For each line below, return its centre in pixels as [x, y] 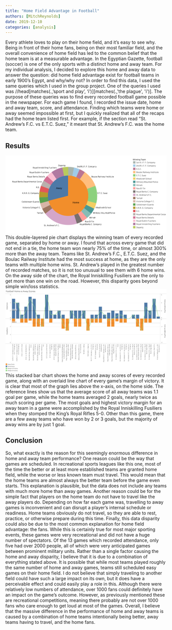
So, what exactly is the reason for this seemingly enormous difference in [82, 453]
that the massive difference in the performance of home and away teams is [84, 611]
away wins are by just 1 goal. [35, 424]
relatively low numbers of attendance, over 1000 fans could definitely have [84, 589]
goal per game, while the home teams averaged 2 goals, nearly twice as [81, 397]
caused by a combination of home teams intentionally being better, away [82, 617]
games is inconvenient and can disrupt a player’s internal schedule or [78, 507]
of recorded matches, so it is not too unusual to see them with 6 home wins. [85, 270]
